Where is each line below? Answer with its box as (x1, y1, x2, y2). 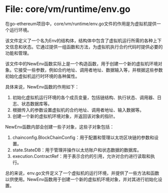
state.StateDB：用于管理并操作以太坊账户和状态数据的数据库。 (12, 146, 141, 153)
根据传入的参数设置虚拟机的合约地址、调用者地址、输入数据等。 (12, 106, 144, 113)
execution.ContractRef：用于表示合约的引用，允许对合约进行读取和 (12, 153, 151, 159)
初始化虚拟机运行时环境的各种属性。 (5, 73, 80, 79)
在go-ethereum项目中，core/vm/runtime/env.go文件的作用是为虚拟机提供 (5, 20, 156, 26)
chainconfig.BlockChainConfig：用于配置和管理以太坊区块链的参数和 (12, 134, 154, 140)
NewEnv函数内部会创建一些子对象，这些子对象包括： (5, 123, 114, 129)
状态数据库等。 (21, 100, 52, 106)
